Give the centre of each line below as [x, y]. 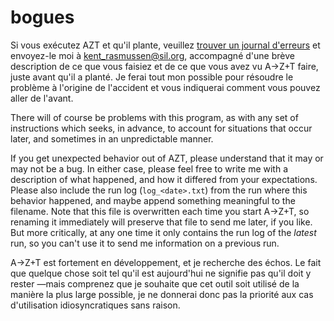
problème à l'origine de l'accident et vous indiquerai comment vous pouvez [165, 87]
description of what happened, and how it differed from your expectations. [164, 179]
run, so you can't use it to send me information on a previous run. [145, 243]
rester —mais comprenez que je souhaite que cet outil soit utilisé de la [155, 283]
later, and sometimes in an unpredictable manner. [112, 138]
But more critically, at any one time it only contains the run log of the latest [163, 232]
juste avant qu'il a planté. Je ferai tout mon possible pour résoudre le [152, 77]
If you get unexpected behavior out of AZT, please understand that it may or [167, 158]
